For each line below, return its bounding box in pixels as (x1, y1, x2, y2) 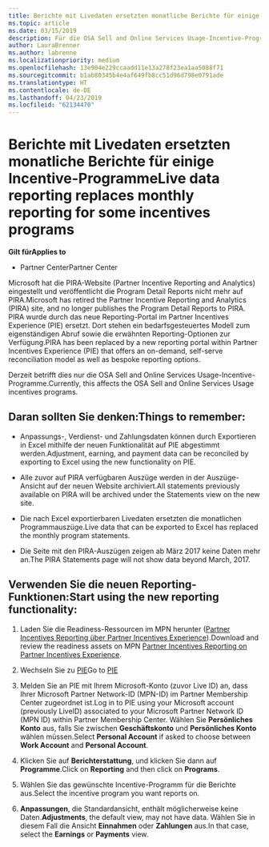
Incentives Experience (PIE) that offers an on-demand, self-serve (8, 346, 223, 356)
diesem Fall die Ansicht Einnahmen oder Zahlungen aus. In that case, (19, 821, 250, 830)
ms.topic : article (8, 19, 70, 27)
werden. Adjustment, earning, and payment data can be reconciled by (19, 448, 249, 458)
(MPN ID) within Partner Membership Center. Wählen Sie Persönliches (19, 714, 254, 725)
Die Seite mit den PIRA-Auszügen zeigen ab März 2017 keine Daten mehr (19, 546, 261, 556)
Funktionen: (8, 590, 70, 604)
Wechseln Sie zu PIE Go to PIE (19, 665, 118, 675)
